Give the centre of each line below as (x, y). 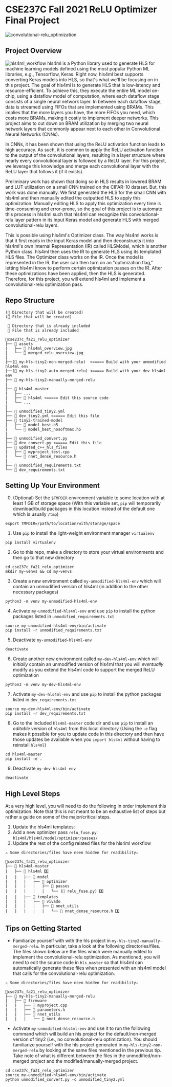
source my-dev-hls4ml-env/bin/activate (48, 709)
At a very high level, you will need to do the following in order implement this (86, 806)
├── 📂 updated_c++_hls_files (36, 447)
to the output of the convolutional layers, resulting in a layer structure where (85, 155)
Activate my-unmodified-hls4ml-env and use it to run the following (81, 1028)
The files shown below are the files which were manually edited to (82, 952)
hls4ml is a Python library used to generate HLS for (101, 63)
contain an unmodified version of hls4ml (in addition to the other (80, 587)
